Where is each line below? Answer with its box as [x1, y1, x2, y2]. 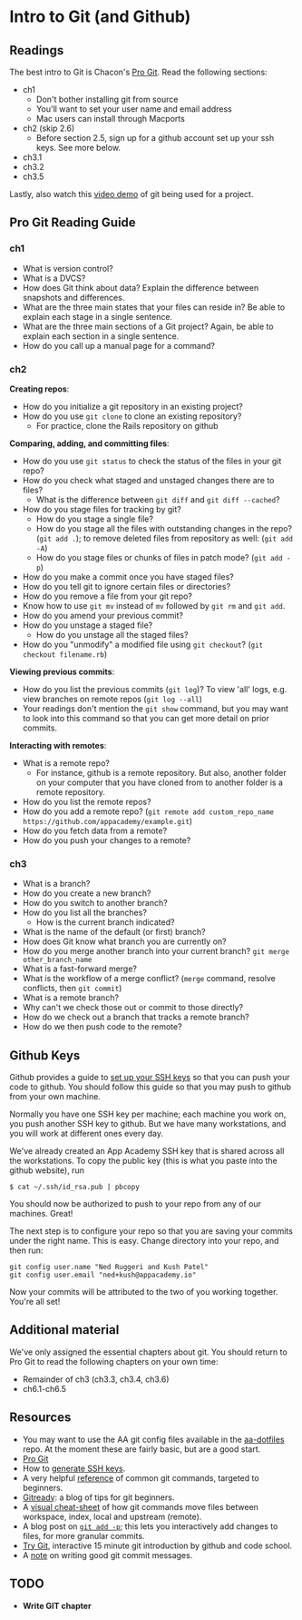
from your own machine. [9, 1091, 102, 1102]
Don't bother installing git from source [35, 94, 179, 104]
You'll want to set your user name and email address [35, 104, 233, 114]
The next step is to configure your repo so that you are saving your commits [9, 1226, 293, 1237]
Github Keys [9, 1048, 81, 1063]
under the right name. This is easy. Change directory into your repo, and [9, 1236, 279, 1247]
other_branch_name [22, 956, 93, 965]
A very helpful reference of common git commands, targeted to [22, 1472, 260, 1483]
